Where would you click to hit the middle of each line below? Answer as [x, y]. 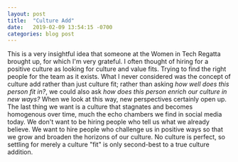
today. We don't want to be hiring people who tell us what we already [108, 122]
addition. [20, 152]
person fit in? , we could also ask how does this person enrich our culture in [117, 92]
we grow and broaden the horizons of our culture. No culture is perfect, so [117, 137]
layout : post [27, 14]
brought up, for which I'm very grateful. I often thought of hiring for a [108, 62]
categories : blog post [41, 34]
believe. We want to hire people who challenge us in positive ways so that [115, 129]
